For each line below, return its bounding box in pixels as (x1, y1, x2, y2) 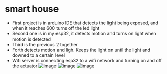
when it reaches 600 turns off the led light (12, 25, 100, 31)
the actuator (12, 63, 38, 69)
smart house (5, 3, 59, 15)
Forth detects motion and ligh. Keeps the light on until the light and (12, 47, 151, 53)
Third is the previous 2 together (12, 41, 78, 47)
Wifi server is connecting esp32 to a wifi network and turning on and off (12, 57, 162, 63)
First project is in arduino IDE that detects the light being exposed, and (12, 20, 158, 26)
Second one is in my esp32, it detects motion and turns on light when (12, 30, 157, 36)
